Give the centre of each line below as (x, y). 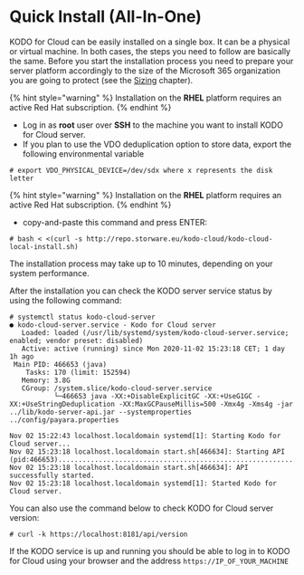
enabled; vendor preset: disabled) (76, 340)
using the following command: (66, 300)
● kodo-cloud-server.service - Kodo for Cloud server (113, 325)
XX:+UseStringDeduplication (62, 404)
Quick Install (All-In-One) (105, 17)
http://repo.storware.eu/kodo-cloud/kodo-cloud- (180, 239)
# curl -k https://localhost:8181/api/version (99, 534)
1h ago (22, 356)
